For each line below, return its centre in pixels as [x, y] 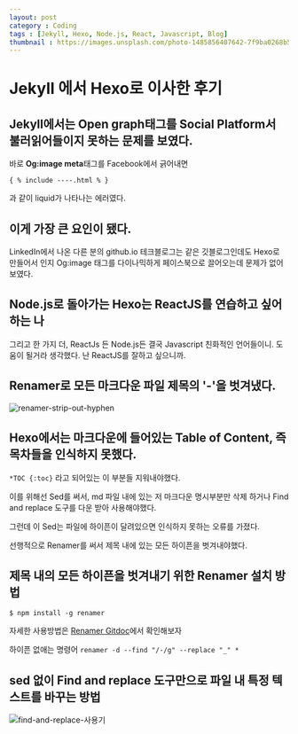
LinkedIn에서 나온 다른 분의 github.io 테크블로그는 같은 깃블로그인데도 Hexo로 [145, 252]
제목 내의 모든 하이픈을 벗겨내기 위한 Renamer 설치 [141, 576]
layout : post [33, 17]
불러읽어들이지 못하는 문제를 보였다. [101, 141]
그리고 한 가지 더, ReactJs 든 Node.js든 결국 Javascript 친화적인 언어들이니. [142, 344]
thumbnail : [31, 42]
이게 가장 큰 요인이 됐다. [71, 228]
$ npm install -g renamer [57, 613]
